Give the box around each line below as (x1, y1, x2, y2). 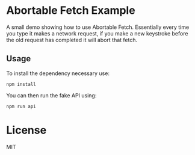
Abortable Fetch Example (6, 4, 135, 17)
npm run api (6, 103, 36, 109)
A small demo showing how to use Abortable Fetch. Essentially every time (6, 23, 190, 31)
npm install (6, 81, 36, 87)
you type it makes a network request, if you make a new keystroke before (6, 29, 188, 37)
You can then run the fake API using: (6, 91, 97, 99)
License (6, 123, 47, 137)
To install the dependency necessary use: (6, 70, 110, 77)
